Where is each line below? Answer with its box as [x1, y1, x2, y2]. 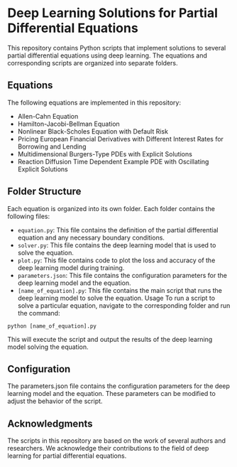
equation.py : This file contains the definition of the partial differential [17, 225, 219, 234]
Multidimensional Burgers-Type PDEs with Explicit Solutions [17, 149, 193, 158]
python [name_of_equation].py [7, 322, 97, 330]
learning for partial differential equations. [7, 451, 127, 460]
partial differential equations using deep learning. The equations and [7, 51, 207, 60]
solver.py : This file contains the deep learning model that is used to [17, 240, 216, 249]
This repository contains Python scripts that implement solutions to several [7, 43, 226, 52]
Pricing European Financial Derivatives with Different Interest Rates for [17, 134, 224, 143]
